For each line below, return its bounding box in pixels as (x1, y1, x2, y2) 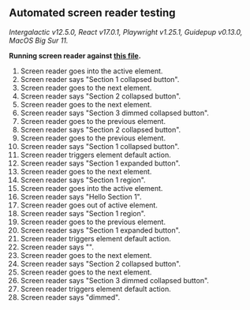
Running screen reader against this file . (9, 50, 141, 60)
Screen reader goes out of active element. (20, 200, 159, 210)
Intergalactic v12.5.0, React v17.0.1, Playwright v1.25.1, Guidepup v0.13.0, (9, 27, 243, 36)
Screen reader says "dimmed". (20, 292, 121, 302)
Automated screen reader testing (9, 6, 176, 20)
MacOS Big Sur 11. (9, 35, 69, 45)
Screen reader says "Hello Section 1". (20, 192, 142, 201)
